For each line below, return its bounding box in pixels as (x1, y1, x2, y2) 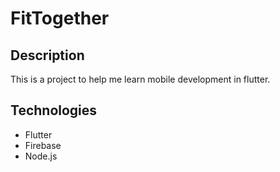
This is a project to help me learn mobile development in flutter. (10, 73, 271, 85)
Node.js (24, 150, 58, 162)
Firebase (24, 139, 62, 151)
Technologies (10, 102, 98, 119)
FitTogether (10, 7, 110, 30)
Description (10, 47, 85, 64)
